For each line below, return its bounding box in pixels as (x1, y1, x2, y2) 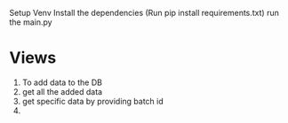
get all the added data (21, 86, 103, 96)
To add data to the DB (21, 77, 102, 88)
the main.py (9, 17, 52, 27)
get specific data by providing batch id (21, 96, 164, 106)
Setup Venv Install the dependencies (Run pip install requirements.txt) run (9, 8, 280, 18)
